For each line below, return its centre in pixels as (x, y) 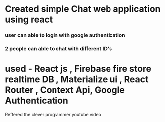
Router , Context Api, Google (65, 90)
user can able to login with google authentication (65, 35)
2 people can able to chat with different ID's (59, 49)
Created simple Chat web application (83, 9)
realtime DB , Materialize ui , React (77, 80)
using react (29, 20)
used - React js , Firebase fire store (78, 69)
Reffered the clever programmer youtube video (53, 114)
